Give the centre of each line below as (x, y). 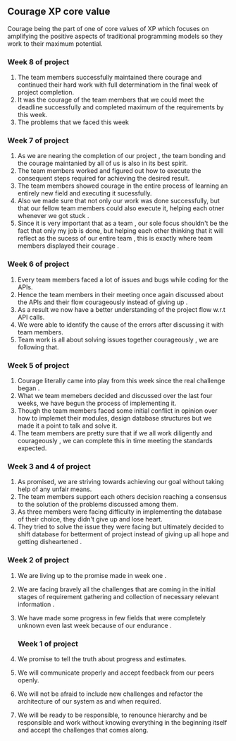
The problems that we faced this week (73, 122)
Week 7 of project (38, 140)
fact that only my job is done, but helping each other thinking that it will (120, 231)
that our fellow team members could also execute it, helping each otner (121, 208)
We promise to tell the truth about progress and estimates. (102, 658)
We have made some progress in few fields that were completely (112, 617)
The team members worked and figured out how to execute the (109, 171)
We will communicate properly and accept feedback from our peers (116, 673)
